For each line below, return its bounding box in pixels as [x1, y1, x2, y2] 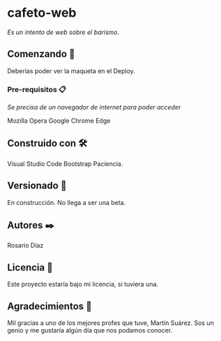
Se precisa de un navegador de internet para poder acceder [7, 103, 181, 112]
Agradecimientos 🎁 [7, 300, 93, 312]
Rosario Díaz [7, 241, 44, 250]
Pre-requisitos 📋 [7, 84, 66, 94]
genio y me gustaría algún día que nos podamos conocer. [7, 326, 173, 335]
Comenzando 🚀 [7, 48, 75, 60]
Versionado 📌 [7, 180, 67, 192]
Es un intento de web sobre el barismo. [7, 28, 120, 36]
